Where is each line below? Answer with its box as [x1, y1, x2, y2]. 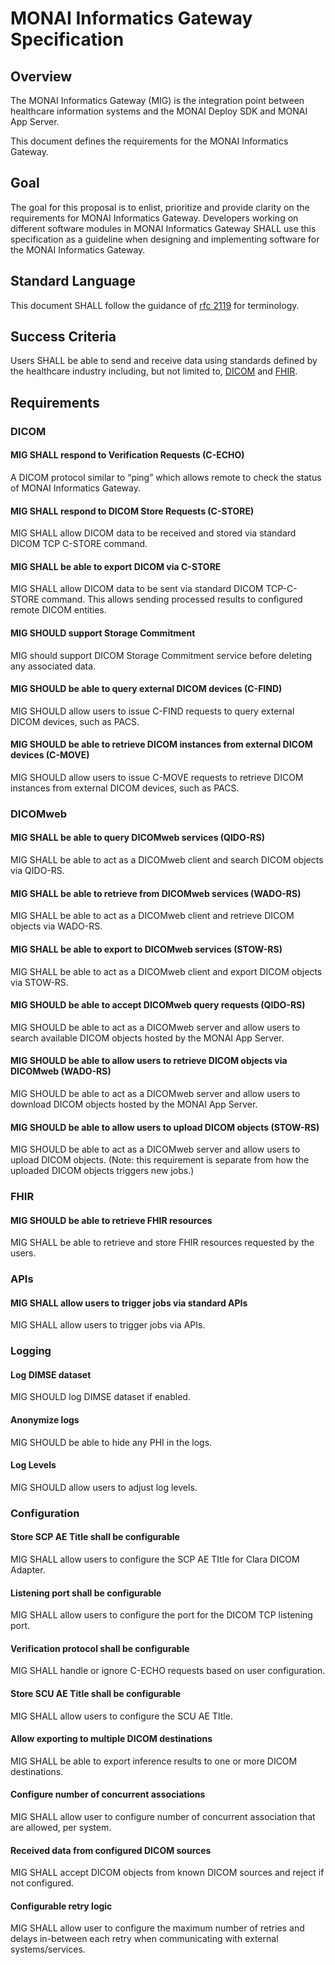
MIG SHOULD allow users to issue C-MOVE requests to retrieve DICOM [10, 771, 304, 783]
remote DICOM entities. [10, 604, 107, 616]
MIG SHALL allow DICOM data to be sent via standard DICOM [10, 583, 264, 595]
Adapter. [10, 1564, 46, 1576]
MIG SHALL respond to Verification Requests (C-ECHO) [10, 449, 245, 461]
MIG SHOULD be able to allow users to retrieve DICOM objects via [10, 1055, 288, 1067]
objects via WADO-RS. [10, 920, 103, 932]
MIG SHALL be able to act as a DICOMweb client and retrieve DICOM [10, 910, 295, 922]
